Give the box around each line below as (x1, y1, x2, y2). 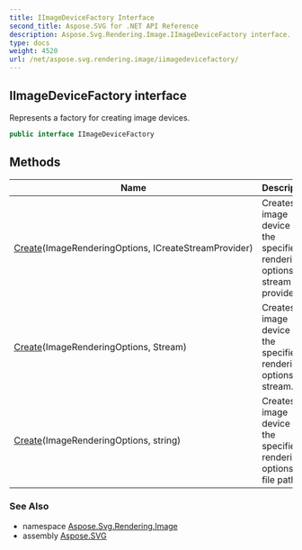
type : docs (9, 38, 50, 48)
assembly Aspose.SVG (22, 530, 107, 541)
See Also (9, 500, 49, 513)
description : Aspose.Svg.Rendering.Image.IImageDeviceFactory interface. (9, 30, 292, 39)
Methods (9, 155, 61, 170)
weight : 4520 (9, 47, 58, 56)
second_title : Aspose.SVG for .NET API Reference (9, 22, 200, 31)
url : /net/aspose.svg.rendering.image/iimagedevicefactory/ (9, 55, 240, 64)
